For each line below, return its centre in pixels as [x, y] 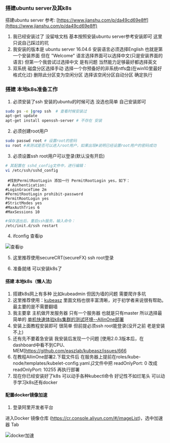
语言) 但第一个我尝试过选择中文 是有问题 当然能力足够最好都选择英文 [85, 62]
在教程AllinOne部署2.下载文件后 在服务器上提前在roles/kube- [77, 357]
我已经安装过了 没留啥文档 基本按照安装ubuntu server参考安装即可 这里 [87, 36]
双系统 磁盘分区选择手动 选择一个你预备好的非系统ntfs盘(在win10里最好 [87, 69]
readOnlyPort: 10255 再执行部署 [46, 369]
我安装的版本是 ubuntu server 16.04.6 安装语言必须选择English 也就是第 [88, 49]
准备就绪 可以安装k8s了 [37, 269]
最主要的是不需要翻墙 [35, 306]
